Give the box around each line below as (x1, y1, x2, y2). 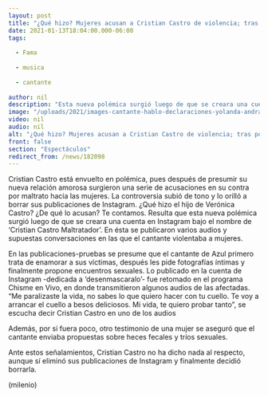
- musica (15, 64, 45, 72)
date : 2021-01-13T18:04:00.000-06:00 (8, 26, 134, 34)
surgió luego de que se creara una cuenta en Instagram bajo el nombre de (8, 217, 253, 226)
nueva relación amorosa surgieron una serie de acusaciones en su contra (8, 183, 250, 192)
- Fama (15, 49, 37, 57)
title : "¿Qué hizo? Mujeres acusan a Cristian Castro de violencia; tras (8, 19, 259, 27)
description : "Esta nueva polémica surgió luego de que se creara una (8, 100, 248, 108)
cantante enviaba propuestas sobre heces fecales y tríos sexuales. (8, 332, 228, 342)
